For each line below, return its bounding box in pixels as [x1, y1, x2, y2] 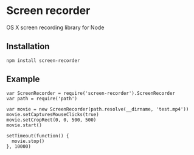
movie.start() [6, 122, 43, 128]
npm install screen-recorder [6, 57, 80, 64]
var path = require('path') [6, 95, 78, 102]
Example [6, 74, 40, 84]
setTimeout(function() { [6, 133, 69, 139]
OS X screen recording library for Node [6, 24, 105, 31]
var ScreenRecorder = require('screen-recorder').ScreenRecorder [6, 90, 175, 96]
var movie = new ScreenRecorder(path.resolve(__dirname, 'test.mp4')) [6, 106, 189, 112]
